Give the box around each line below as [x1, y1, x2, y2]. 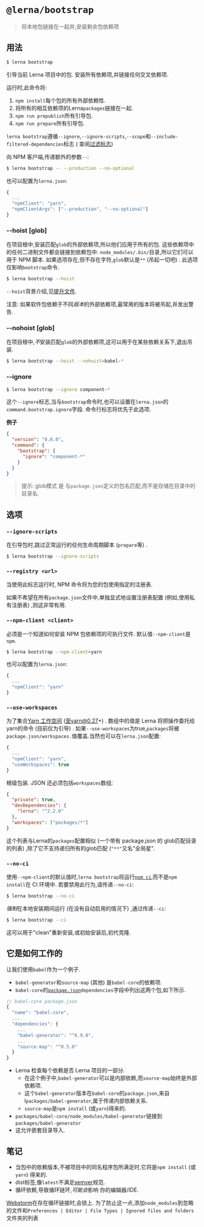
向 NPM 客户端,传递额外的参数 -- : [6, 153, 90, 160]
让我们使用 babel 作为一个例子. [6, 966, 80, 973]
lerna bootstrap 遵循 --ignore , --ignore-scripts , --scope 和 [6, 132, 151, 140]
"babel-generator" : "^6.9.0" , [17, 1032, 94, 1038]
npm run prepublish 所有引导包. [15, 111, 93, 119]
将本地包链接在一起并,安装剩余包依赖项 [21, 23, 119, 30]
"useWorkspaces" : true [12, 762, 69, 768]
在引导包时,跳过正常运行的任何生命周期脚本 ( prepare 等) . [6, 541, 148, 549]
